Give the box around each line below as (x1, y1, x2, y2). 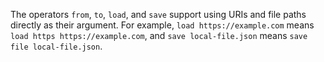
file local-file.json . (10, 40, 103, 52)
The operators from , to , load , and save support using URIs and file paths (10, 9, 307, 20)
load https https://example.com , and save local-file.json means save (10, 30, 308, 41)
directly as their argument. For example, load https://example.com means (10, 19, 315, 31)
